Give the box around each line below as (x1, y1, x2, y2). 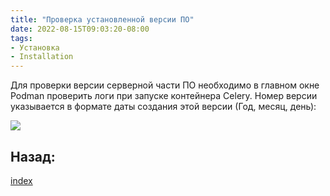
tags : (10, 33, 33, 43)
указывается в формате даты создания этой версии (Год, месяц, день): (10, 101, 317, 113)
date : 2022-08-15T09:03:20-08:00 (10, 24, 150, 34)
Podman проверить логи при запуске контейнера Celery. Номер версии (10, 90, 318, 102)
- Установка (10, 42, 60, 53)
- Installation (10, 52, 74, 62)
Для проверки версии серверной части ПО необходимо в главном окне (10, 79, 320, 91)
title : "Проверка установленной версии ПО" (10, 14, 195, 25)
